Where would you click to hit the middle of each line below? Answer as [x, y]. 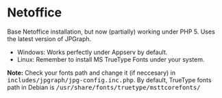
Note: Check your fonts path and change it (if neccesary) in [91, 73]
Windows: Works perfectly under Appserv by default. [92, 52]
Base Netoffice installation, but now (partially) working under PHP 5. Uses [111, 32]
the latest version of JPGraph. [49, 38]
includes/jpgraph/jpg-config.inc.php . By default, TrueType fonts [109, 79]
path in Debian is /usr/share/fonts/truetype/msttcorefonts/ [104, 87]
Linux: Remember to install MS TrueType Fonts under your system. [111, 59]
